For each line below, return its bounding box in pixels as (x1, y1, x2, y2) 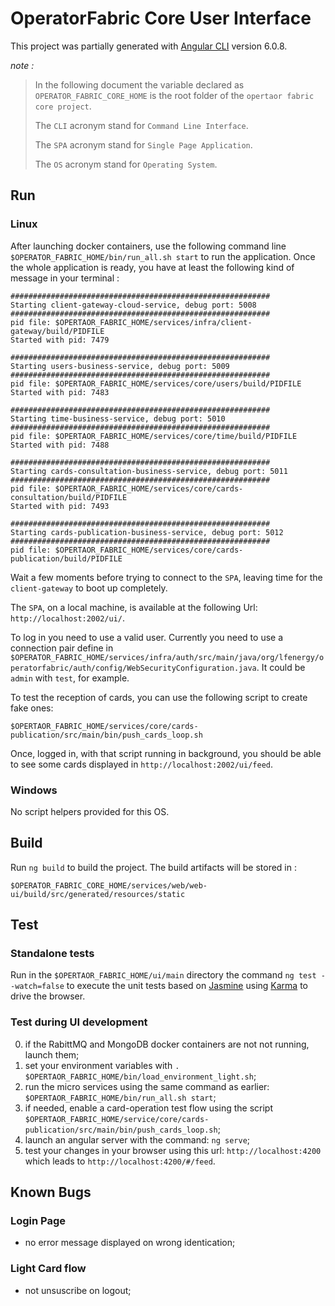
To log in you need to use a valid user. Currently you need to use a (10, 631, 284, 643)
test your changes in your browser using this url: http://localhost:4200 (24, 1144, 322, 1156)
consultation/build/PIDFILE (10, 492, 128, 502)
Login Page (10, 1214, 67, 1228)
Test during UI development (10, 1015, 148, 1029)
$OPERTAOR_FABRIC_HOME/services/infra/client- (54, 317, 253, 327)
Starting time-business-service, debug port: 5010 (10, 413, 226, 424)
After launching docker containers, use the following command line (10, 240, 287, 252)
